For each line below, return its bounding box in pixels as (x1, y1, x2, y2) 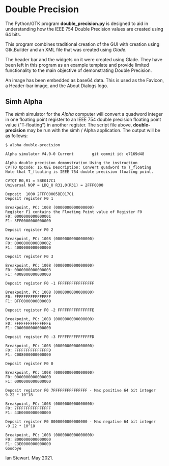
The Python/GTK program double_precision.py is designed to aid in (5, 20, 149, 27)
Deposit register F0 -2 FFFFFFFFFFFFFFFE (5, 307, 95, 313)
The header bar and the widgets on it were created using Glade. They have (5, 56, 163, 62)
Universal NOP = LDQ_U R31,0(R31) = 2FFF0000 (5, 183, 103, 188)
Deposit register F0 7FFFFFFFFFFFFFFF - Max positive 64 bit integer (5, 387, 156, 393)
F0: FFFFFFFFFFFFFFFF (5, 294, 51, 299)
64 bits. (5, 31, 21, 37)
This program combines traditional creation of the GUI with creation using (5, 41, 159, 47)
